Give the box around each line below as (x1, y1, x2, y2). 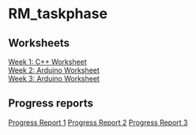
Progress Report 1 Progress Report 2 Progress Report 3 (8, 118, 188, 127)
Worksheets (8, 36, 70, 50)
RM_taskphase (8, 5, 108, 23)
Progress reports (8, 96, 93, 111)
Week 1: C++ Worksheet (8, 57, 87, 66)
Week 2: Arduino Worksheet (8, 66, 100, 75)
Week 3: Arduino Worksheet (8, 74, 100, 83)
